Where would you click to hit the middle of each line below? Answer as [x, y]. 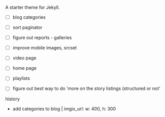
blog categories [29, 17]
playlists [21, 78]
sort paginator [27, 27]
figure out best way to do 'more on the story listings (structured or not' [87, 89]
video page [24, 58]
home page [25, 68]
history [13, 99]
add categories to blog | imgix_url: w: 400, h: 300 [64, 108]
